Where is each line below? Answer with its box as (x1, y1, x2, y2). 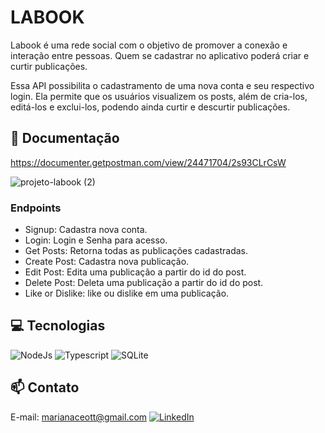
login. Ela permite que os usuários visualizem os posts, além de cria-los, (10, 90, 308, 102)
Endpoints (10, 201, 62, 215)
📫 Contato (10, 379, 80, 396)
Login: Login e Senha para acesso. (24, 234, 168, 246)
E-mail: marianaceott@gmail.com (10, 411, 148, 423)
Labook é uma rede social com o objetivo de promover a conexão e (10, 39, 288, 51)
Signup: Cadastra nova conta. (24, 224, 148, 236)
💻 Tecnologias (10, 317, 106, 335)
